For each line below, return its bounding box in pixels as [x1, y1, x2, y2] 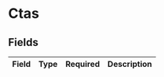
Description [107, 59, 153, 69]
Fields [8, 36, 39, 49]
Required [65, 59, 100, 69]
